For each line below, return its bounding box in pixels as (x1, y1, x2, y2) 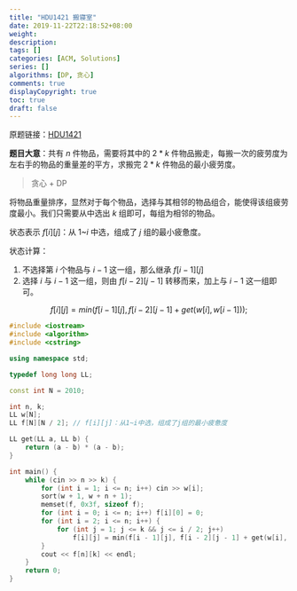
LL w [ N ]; (9, 410, 42, 420)
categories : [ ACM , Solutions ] (9, 54, 121, 63)
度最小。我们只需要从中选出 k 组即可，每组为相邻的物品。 (9, 208, 220, 218)
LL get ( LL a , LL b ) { (9, 435, 90, 444)
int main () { (9, 467, 58, 476)
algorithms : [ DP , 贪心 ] (9, 71, 95, 80)
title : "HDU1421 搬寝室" (9, 12, 98, 22)
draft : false (9, 104, 58, 113)
